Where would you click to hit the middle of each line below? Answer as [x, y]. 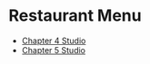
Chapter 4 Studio [54, 41]
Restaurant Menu [75, 16]
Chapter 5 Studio [53, 50]
